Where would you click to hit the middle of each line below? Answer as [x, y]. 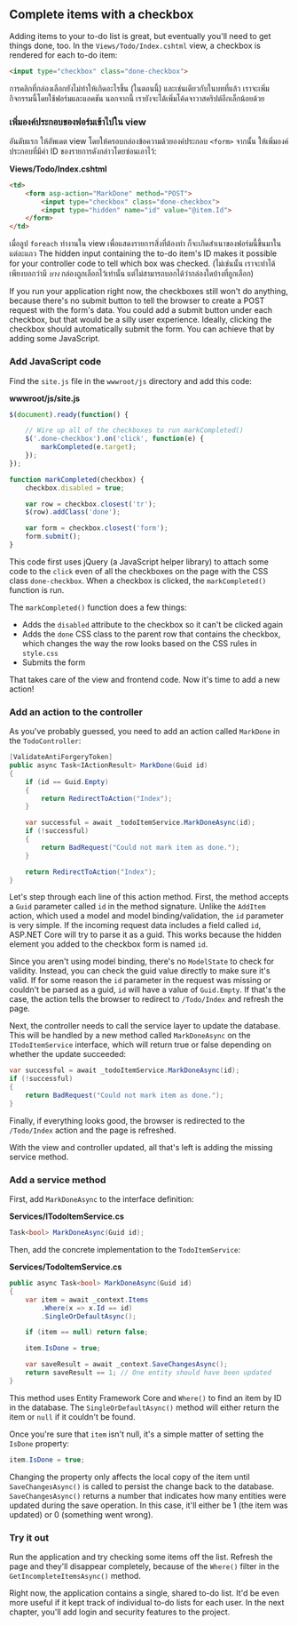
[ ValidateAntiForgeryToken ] [61, 757]
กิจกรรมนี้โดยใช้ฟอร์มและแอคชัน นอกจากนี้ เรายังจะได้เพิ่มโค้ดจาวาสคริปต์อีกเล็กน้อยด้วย [137, 98]
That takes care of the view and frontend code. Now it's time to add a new [145, 679]
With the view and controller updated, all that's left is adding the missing [141, 1147]
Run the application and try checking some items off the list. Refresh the [141, 1557]
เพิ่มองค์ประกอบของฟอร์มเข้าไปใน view [78, 122]
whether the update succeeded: [68, 1054]
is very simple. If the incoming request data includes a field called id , [135, 925]
